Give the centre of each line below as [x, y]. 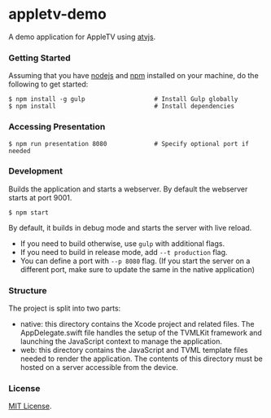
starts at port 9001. [40, 197]
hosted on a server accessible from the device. [99, 367]
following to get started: [48, 84]
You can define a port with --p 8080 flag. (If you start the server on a [135, 261]
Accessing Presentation [57, 127]
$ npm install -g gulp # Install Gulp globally [123, 99]
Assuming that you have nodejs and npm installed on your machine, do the [133, 76]
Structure [28, 290]
